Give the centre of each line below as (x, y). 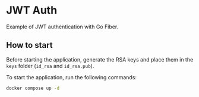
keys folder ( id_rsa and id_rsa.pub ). (50, 66)
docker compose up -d (33, 88)
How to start (29, 45)
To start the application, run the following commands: (72, 77)
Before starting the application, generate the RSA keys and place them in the (100, 59)
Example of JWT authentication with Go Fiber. (62, 27)
